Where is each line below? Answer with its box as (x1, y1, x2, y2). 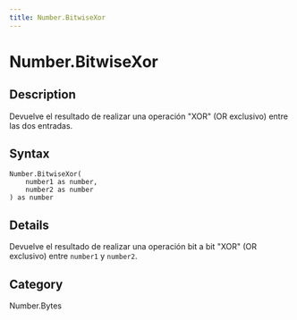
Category (9, 276, 64, 291)
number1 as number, (25, 178, 98, 187)
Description (9, 87, 76, 103)
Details (9, 217, 49, 232)
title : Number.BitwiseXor (9, 13, 106, 22)
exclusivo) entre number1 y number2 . (9, 251, 138, 262)
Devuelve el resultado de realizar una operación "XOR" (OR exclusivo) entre (9, 111, 289, 122)
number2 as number (25, 185, 94, 195)
